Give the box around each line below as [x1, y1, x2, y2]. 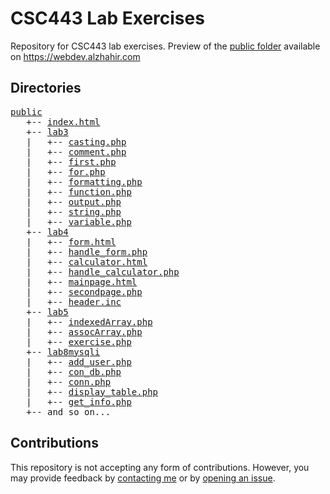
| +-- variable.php [26, 216, 132, 227]
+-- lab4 [26, 226, 69, 237]
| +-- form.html [26, 236, 117, 247]
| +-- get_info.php [26, 396, 132, 407]
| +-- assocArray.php [26, 326, 143, 337]
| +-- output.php [26, 196, 122, 207]
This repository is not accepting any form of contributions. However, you [10, 461, 310, 473]
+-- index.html [26, 116, 101, 127]
